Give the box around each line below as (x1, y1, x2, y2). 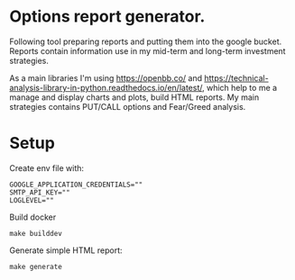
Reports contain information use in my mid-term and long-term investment (9, 45, 286, 56)
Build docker (9, 212, 57, 222)
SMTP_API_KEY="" (9, 187, 70, 197)
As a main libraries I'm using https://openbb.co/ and (9, 72, 203, 83)
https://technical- (204, 72, 269, 83)
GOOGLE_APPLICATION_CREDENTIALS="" (9, 180, 143, 189)
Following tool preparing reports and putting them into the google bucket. (9, 36, 282, 47)
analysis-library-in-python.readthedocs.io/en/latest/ (9, 82, 203, 93)
